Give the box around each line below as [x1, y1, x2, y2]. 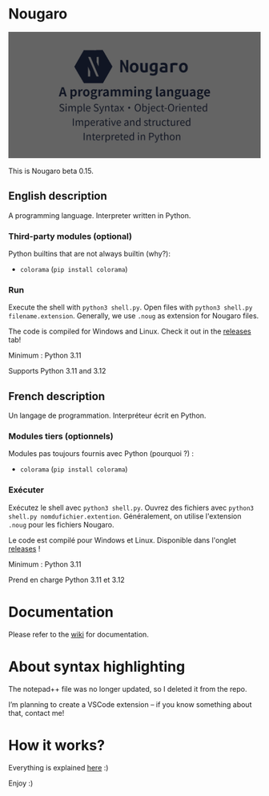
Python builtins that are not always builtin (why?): [8, 249, 171, 259]
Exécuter [8, 484, 44, 495]
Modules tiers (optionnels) [8, 430, 114, 442]
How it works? [8, 736, 106, 754]
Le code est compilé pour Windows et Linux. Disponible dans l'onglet [8, 535, 237, 545]
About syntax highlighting [8, 657, 186, 676]
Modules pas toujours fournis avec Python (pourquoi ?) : [8, 449, 195, 459]
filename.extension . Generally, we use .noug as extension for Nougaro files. [8, 311, 259, 321]
